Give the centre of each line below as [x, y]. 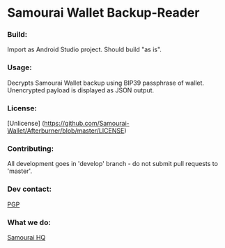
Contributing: [31, 149]
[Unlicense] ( [26, 124]
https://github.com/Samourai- [87, 124]
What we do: [29, 222]
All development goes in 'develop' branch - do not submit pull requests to [113, 164]
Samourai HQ [26, 237]
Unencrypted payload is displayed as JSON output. [81, 90]
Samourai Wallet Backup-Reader [103, 13]
